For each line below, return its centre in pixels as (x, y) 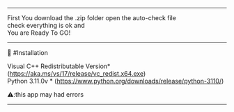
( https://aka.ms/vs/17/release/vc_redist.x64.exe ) (77, 73)
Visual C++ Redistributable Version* (59, 66)
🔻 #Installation (28, 53)
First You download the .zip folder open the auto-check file (92, 18)
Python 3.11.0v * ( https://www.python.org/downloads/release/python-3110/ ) (116, 81)
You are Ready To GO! (39, 33)
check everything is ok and (46, 25)
